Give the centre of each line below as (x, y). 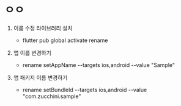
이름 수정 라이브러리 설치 (43, 28)
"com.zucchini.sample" (52, 96)
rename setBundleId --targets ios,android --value (85, 90)
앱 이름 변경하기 (32, 52)
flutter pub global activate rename (65, 40)
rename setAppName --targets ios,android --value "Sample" (99, 65)
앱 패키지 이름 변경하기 (40, 77)
